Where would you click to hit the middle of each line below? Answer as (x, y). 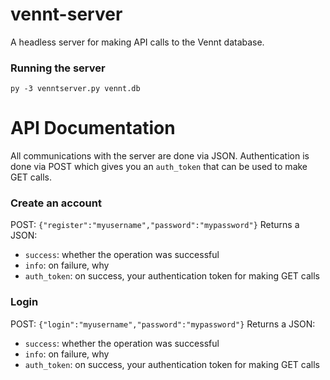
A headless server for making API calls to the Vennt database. (137, 42)
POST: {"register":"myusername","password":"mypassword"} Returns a (155, 225)
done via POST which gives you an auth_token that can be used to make (159, 167)
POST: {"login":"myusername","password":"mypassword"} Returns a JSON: (163, 324)
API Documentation (93, 128)
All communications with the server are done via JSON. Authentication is (160, 156)
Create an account (56, 203)
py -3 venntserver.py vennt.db (75, 89)
